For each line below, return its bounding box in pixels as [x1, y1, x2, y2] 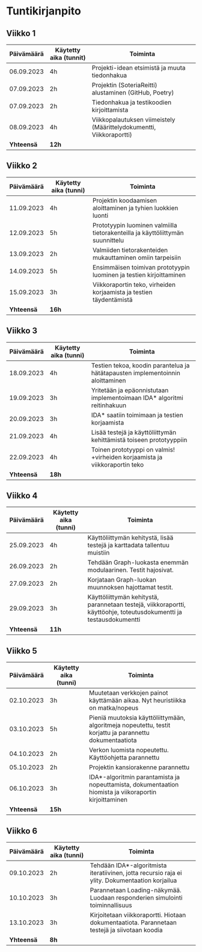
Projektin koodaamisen [92, 196, 158, 204]
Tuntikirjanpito [6, 4, 81, 18]
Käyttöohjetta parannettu [89, 754, 160, 762]
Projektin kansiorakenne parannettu [89, 763, 190, 772]
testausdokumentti [87, 615, 141, 624]
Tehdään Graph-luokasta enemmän [87, 558, 189, 567]
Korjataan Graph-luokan [87, 576, 156, 584]
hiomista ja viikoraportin [89, 788, 157, 796]
